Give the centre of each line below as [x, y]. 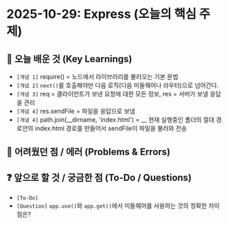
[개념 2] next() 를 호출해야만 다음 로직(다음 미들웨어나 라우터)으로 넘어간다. [117, 85]
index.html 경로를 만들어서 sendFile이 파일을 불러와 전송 [111, 128]
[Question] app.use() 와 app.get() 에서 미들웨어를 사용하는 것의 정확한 [112, 206]
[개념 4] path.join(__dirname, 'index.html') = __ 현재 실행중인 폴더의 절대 [115, 120]
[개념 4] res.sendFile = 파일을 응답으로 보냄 [76, 111]
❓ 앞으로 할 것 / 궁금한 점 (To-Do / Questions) [99, 177]
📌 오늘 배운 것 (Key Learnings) [69, 59]
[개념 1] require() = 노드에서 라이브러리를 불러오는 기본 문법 [97, 77]
